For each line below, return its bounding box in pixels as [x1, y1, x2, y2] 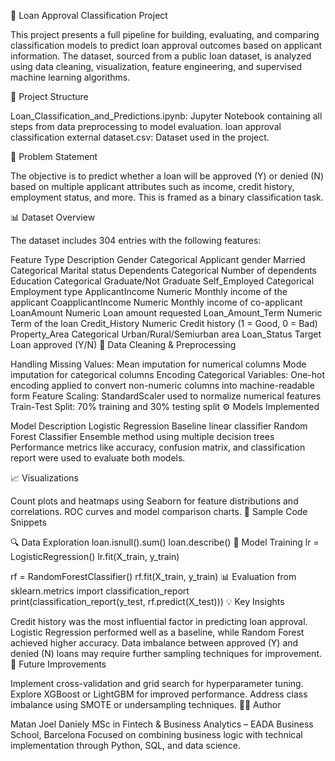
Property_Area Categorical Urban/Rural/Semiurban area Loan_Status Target [10, 328, 322, 340]
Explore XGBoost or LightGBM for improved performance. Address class [10, 688, 308, 700]
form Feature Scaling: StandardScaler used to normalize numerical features [10, 390, 322, 402]
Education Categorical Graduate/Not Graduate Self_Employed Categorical [10, 275, 315, 287]
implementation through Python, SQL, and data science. [10, 740, 241, 751]
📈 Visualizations [10, 472, 79, 484]
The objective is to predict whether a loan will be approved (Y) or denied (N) [10, 170, 325, 182]
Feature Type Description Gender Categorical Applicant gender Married [10, 254, 306, 265]
